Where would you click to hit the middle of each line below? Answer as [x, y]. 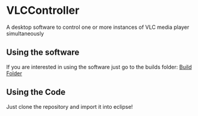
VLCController [43, 11]
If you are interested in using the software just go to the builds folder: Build [99, 67]
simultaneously [25, 33]
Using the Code [36, 92]
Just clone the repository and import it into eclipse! [70, 106]
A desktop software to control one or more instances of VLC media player [98, 27]
